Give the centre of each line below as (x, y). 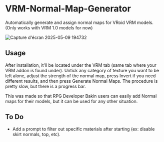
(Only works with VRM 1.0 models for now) (49, 27)
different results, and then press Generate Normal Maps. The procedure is (81, 81)
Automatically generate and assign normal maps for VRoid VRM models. (79, 22)
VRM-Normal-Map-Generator (68, 9)
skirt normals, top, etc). (36, 134)
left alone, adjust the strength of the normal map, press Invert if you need (80, 76)
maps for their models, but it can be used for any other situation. (71, 101)
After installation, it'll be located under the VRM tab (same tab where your (81, 65)
